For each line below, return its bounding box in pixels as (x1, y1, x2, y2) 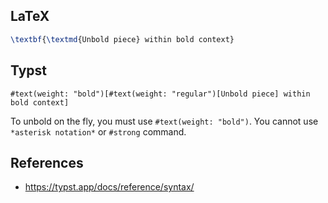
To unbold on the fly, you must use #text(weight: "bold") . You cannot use (10, 115, 319, 127)
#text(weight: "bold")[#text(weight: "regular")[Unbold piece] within (10, 89, 311, 99)
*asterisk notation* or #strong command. (10, 125, 187, 138)
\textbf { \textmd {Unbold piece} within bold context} (10, 34, 235, 44)
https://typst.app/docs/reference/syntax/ (24, 181, 195, 193)
